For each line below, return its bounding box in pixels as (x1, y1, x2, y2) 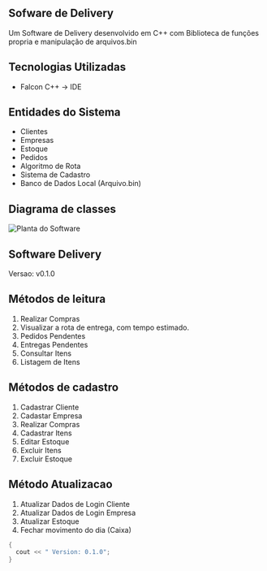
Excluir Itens (19, 445, 62, 455)
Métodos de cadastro (8, 381, 119, 395)
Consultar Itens (19, 348, 71, 358)
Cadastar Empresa (19, 410, 83, 421)
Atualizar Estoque (19, 516, 80, 526)
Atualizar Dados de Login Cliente (19, 499, 130, 508)
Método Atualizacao (8, 478, 113, 491)
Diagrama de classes (8, 202, 116, 216)
